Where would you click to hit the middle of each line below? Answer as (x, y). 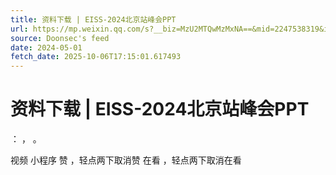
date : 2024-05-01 (46, 47)
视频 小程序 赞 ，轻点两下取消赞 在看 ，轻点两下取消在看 (126, 160)
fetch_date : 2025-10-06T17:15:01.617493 (96, 57)
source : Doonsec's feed (60, 38)
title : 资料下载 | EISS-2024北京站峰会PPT (93, 19)
